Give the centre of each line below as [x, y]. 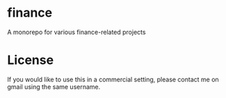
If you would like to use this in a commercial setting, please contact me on [113, 79]
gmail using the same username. [54, 87]
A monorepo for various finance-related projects [76, 32]
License [31, 60]
